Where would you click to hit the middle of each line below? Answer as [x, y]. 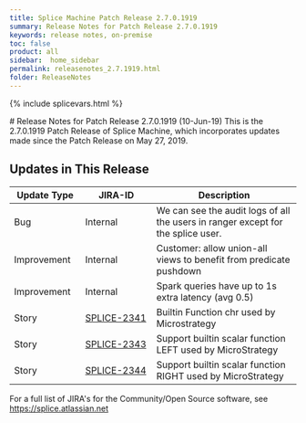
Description [224, 195]
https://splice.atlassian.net [59, 408]
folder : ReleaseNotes [51, 78]
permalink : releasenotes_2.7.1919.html [85, 69]
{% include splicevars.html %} [66, 103]
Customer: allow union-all [212, 248]
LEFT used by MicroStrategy [217, 350]
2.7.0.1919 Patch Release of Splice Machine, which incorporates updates [145, 131]
